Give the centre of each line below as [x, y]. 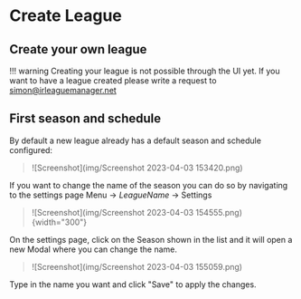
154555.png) [219, 212]
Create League [66, 16]
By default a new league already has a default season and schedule [136, 140]
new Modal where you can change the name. [94, 249]
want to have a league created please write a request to [113, 81]
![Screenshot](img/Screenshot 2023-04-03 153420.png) [137, 168]
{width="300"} [59, 222]
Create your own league [78, 49]
